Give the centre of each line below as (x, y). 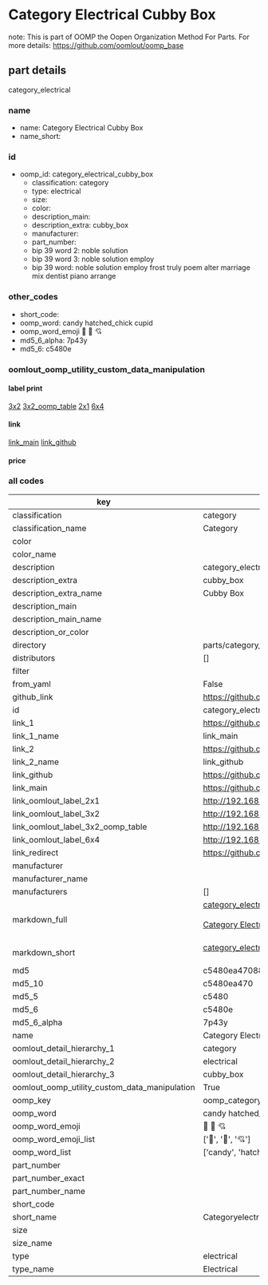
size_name (32, 1243)
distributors (34, 658)
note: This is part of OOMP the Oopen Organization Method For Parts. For (129, 37)
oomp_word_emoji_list (54, 1139)
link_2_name (36, 762)
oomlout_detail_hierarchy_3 (63, 1074)
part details (37, 71)
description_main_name (57, 619)
